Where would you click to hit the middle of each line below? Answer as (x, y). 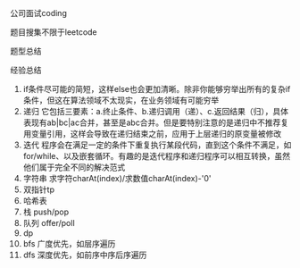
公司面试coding (39, 13)
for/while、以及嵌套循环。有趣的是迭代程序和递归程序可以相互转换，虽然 (157, 156)
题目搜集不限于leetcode (54, 32)
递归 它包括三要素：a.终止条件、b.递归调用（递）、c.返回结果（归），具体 (156, 111)
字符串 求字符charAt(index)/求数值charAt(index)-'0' (117, 178)
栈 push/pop (46, 212)
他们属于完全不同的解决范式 (74, 167)
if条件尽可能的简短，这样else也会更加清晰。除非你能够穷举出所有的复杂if (157, 89)
